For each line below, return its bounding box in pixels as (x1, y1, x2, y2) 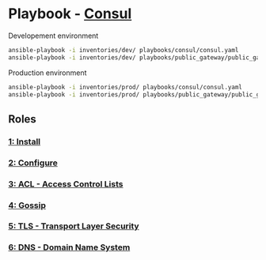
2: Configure (8, 157, 58, 168)
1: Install (8, 136, 41, 147)
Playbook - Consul (8, 5, 132, 23)
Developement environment (8, 31, 99, 40)
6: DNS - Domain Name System (8, 242, 131, 253)
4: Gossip (8, 199, 46, 210)
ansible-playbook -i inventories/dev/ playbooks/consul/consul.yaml (8, 46, 239, 54)
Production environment (8, 68, 87, 77)
